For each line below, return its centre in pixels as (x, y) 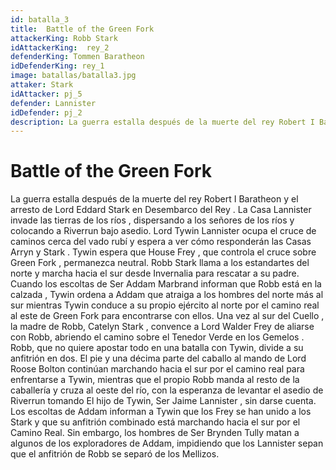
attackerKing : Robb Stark (64, 38)
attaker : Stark (42, 85)
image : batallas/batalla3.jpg (73, 76)
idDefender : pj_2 (46, 112)
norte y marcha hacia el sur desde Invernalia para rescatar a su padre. (155, 273)
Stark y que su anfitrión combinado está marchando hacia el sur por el (155, 422)
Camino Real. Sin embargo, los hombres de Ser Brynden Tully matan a (155, 433)
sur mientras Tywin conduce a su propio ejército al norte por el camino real (165, 305)
